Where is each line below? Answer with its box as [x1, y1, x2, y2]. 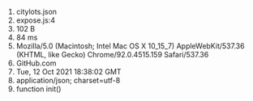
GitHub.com [15, 58, 57, 68]
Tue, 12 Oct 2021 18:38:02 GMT [15, 67, 122, 76]
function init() [15, 84, 62, 94]
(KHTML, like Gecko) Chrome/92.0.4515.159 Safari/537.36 [15, 50, 209, 59]
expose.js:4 [15, 15, 55, 25]
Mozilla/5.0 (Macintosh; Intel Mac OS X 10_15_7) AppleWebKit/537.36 [15, 41, 245, 51]
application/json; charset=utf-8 [15, 76, 121, 85]
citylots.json [15, 7, 58, 16]
